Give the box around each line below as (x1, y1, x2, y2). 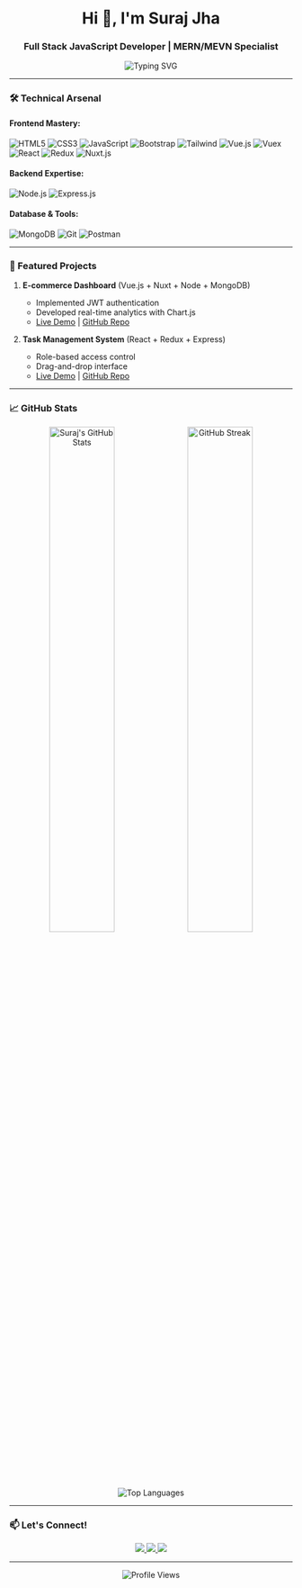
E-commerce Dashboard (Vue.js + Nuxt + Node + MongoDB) (22, 280, 251, 291)
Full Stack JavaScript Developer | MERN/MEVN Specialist (23, 41, 279, 53)
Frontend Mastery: (9, 118, 81, 129)
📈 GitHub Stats (9, 402, 78, 415)
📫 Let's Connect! (9, 1519, 88, 1531)
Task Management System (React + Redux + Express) (22, 334, 226, 345)
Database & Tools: (9, 209, 79, 220)
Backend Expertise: (9, 168, 84, 179)
